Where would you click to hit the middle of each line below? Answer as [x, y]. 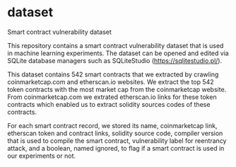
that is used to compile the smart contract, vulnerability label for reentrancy [117, 140]
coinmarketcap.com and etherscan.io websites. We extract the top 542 [111, 81]
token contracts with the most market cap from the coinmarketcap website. [117, 89]
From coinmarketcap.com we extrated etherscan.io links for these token [112, 97]
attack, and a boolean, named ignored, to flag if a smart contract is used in [116, 148]
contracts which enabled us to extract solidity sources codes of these [109, 104]
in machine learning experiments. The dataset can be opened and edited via [118, 53]
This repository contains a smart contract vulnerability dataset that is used [116, 45]
